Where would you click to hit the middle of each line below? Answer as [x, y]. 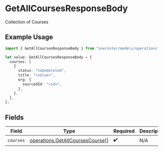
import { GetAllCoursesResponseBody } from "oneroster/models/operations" [82, 48]
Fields [15, 117]
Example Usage [29, 37]
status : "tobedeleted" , [42, 71]
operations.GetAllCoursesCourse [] [69, 140]
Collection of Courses [27, 22]
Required [124, 131]
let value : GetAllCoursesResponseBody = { [49, 57]
